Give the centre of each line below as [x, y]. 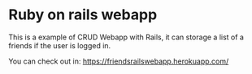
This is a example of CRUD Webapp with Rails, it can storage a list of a [126, 37]
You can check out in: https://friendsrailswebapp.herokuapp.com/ [119, 61]
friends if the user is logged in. [60, 45]
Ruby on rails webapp [83, 15]
